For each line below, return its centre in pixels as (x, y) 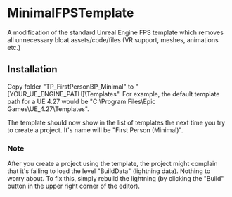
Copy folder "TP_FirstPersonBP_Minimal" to (71, 87)
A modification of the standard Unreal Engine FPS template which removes (115, 32)
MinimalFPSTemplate (71, 13)
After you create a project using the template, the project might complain (112, 164)
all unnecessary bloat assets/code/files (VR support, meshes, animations (113, 39)
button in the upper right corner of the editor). (74, 186)
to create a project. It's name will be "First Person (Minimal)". (95, 130)
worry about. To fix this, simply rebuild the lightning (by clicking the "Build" (116, 179)
